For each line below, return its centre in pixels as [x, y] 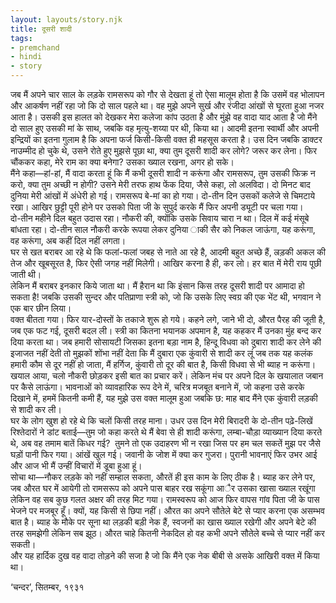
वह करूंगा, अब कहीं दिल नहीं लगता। [68, 240]
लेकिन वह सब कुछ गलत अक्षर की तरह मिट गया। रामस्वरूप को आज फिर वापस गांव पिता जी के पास [165, 499]
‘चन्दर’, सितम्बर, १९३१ [47, 587]
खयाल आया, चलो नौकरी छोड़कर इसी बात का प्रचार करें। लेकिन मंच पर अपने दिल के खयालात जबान [167, 375]
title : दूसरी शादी [41, 29]
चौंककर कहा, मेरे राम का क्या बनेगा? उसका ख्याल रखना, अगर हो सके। [122, 162]
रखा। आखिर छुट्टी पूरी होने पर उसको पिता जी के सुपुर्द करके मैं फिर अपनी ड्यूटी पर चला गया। [157, 207]
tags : [21, 38]
